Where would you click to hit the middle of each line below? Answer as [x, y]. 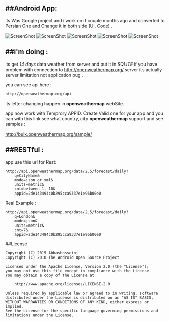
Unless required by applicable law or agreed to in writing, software [82, 293]
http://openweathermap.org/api [38, 94]
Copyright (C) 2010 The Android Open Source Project [62, 258]
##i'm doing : [27, 52]
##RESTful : [25, 150]
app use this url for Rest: [31, 162]
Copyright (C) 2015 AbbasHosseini [42, 253]
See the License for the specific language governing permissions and [82, 311]
